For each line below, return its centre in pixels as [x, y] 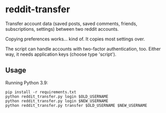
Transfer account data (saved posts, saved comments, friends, [71, 24]
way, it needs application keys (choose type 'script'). [61, 54]
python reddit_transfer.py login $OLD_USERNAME [57, 96]
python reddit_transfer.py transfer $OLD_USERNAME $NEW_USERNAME [76, 105]
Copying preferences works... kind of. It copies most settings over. [75, 39]
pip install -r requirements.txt [41, 92]
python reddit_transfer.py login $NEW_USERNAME [57, 101]
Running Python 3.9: [27, 82]
